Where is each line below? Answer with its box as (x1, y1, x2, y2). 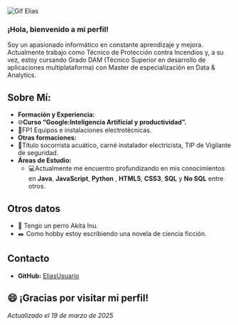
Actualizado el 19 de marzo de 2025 (7, 311, 114, 319)
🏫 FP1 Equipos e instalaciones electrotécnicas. (17, 126, 152, 134)
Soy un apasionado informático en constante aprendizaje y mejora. (7, 41, 204, 49)
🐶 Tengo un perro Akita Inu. (17, 221, 98, 230)
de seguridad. (17, 149, 59, 157)
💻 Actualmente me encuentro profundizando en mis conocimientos (28, 164, 225, 173)
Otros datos (7, 203, 61, 215)
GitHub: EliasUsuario (17, 271, 80, 280)
